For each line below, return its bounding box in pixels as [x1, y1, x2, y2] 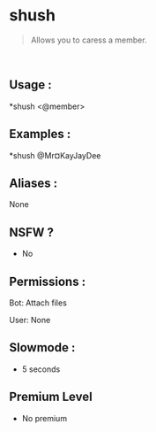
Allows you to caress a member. [30, 35, 147, 45]
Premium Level [9, 390, 93, 405]
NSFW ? [9, 225, 55, 240]
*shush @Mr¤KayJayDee [9, 150, 101, 160]
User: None [9, 315, 51, 325]
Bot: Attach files [9, 297, 68, 308]
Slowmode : [9, 340, 76, 355]
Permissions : [9, 274, 86, 289]
